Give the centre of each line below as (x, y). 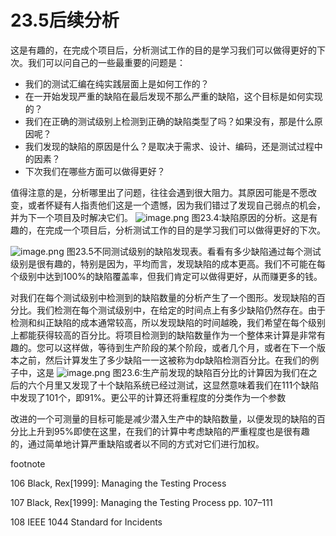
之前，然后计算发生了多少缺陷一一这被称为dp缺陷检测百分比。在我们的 (164, 360)
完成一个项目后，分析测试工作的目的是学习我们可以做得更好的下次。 (185, 230)
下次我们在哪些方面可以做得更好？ (95, 171)
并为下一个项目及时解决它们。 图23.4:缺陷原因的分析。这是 (160, 217)
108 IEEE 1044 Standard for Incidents (86, 522)
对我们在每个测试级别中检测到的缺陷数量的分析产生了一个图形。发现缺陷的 (163, 297)
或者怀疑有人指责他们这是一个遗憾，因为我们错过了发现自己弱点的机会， (176, 205)
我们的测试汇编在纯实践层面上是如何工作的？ (117, 83)
